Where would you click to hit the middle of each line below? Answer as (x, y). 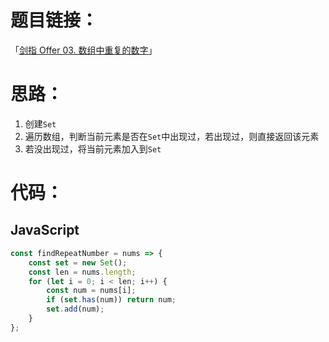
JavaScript (45, 230)
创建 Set (40, 123)
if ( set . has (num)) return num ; (111, 300)
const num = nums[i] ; (91, 291)
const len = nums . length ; (82, 272)
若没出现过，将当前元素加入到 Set (93, 148)
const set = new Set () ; (78, 262)
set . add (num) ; (75, 309)
